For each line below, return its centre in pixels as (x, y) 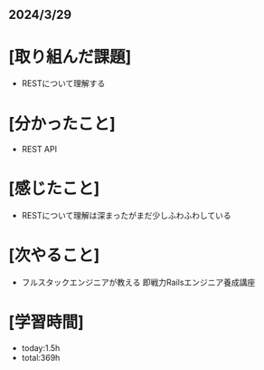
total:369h (41, 358)
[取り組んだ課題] (70, 57)
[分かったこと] (62, 124)
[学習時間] (47, 322)
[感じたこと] (54, 189)
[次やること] (54, 255)
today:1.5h (41, 348)
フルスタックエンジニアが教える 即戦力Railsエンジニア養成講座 (138, 282)
